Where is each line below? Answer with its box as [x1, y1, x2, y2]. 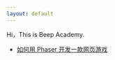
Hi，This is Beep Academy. [6, 30, 85, 38]
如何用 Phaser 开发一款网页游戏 [16, 45, 108, 53]
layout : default [6, 10, 54, 17]
